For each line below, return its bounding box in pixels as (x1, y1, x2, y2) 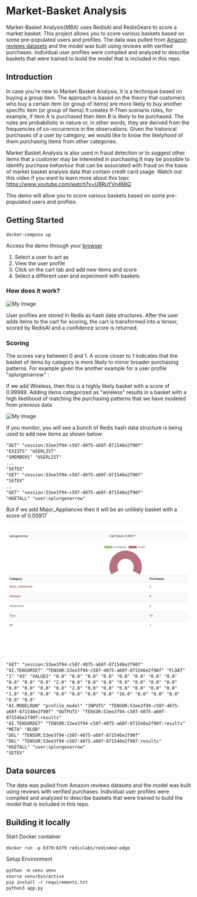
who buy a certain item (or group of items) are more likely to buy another (6, 100, 182, 107)
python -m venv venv (6, 868, 57, 873)
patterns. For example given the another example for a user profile (6, 365, 167, 372)
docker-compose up (6, 232, 51, 238)
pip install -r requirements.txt (6, 879, 88, 885)
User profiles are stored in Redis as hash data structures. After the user (6, 311, 179, 319)
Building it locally (6, 817, 71, 827)
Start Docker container (6, 833, 62, 840)
